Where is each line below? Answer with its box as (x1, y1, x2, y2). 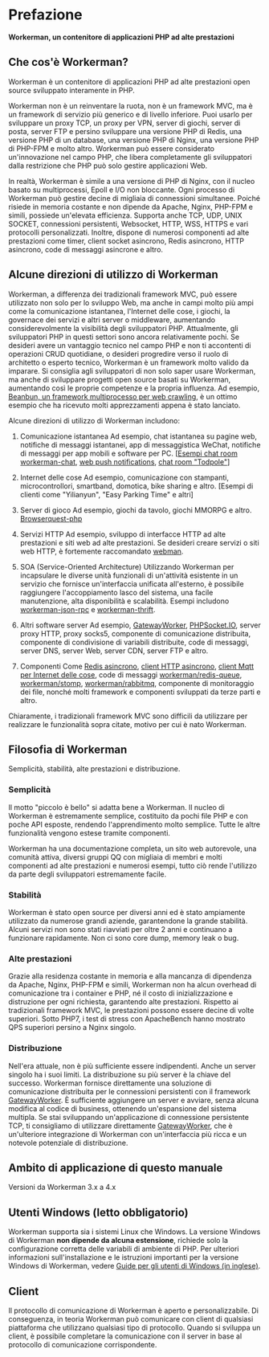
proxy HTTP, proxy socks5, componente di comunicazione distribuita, (19, 628, 251, 638)
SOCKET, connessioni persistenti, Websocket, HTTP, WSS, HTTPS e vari (8, 219, 249, 228)
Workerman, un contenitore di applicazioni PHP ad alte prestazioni (8, 32, 234, 42)
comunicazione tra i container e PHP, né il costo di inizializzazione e (8, 988, 234, 998)
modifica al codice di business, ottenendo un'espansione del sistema (8, 1103, 237, 1114)
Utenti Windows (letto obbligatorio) (8, 1205, 189, 1219)
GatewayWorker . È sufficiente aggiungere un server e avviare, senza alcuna (8, 1095, 259, 1105)
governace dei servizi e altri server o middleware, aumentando (8, 315, 215, 325)
